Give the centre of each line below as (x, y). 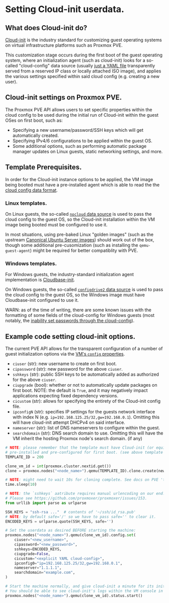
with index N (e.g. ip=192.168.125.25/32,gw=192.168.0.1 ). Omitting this (86, 417)
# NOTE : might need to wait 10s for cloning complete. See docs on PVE (82, 480)
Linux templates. (26, 203)
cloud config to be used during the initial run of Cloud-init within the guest (82, 115)
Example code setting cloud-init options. (70, 336)
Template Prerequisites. (44, 167)
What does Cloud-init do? (46, 28)
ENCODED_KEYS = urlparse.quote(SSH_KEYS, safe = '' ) (59, 522)
